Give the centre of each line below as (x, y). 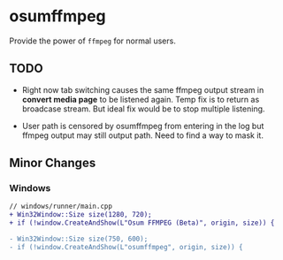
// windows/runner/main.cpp (61, 206)
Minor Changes (53, 163)
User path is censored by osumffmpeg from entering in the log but (143, 126)
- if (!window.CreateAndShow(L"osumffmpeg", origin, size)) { (126, 247)
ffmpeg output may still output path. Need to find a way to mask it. (142, 135)
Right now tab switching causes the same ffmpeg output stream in (143, 89)
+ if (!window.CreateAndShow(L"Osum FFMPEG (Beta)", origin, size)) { (142, 223)
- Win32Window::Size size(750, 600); (79, 239)
